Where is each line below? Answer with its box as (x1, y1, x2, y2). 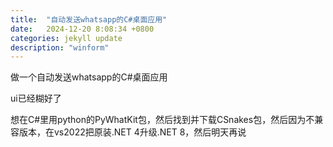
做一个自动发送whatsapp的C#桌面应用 (10, 71, 168, 83)
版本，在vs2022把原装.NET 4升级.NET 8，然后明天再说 (18, 126, 247, 138)
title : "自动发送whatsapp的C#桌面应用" (10, 14, 168, 25)
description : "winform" (10, 42, 110, 53)
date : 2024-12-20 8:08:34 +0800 (10, 24, 155, 34)
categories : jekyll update (10, 33, 123, 43)
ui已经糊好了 (10, 92, 62, 105)
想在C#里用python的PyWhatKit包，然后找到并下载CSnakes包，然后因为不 (10, 114, 315, 126)
